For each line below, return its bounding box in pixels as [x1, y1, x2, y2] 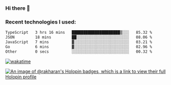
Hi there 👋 [5, 5, 31, 12]
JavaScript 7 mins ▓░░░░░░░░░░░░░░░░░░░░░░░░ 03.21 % [5, 39, 153, 45]
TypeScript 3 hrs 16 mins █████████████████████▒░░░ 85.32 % [5, 30, 153, 35]
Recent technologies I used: [5, 18, 76, 25]
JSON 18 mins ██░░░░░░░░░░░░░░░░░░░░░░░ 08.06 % [5, 35, 153, 40]
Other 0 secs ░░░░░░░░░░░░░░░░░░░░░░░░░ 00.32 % [5, 49, 153, 54]
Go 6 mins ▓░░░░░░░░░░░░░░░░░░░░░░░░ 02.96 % [5, 44, 153, 49]
